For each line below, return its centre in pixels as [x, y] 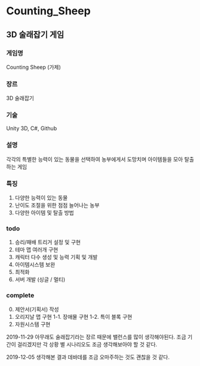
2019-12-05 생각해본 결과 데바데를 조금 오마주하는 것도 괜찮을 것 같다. [88, 357]
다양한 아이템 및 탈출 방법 [44, 213]
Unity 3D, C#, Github [32, 128]
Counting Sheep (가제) [34, 67]
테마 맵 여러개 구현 [36, 250]
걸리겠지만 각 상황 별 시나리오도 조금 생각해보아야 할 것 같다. [87, 344]
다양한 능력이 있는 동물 [41, 198]
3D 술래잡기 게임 [35, 34]
